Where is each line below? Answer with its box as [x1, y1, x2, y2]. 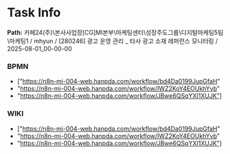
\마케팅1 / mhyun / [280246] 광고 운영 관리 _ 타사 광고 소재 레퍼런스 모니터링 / [7, 36, 218, 45]
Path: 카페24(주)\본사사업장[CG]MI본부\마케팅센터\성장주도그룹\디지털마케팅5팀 [7, 28, 224, 36]
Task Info [7, 5, 61, 21]
